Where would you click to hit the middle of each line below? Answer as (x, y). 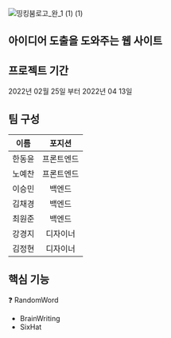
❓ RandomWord (33, 300)
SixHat (31, 327)
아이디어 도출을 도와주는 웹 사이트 (85, 41)
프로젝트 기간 (39, 71)
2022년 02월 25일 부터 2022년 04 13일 (70, 91)
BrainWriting (40, 318)
